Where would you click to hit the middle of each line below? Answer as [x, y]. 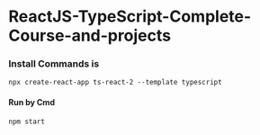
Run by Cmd [32, 103]
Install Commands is [54, 64]
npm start [27, 121]
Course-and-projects [90, 36]
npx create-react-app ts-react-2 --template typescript [115, 83]
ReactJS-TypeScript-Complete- [130, 17]
